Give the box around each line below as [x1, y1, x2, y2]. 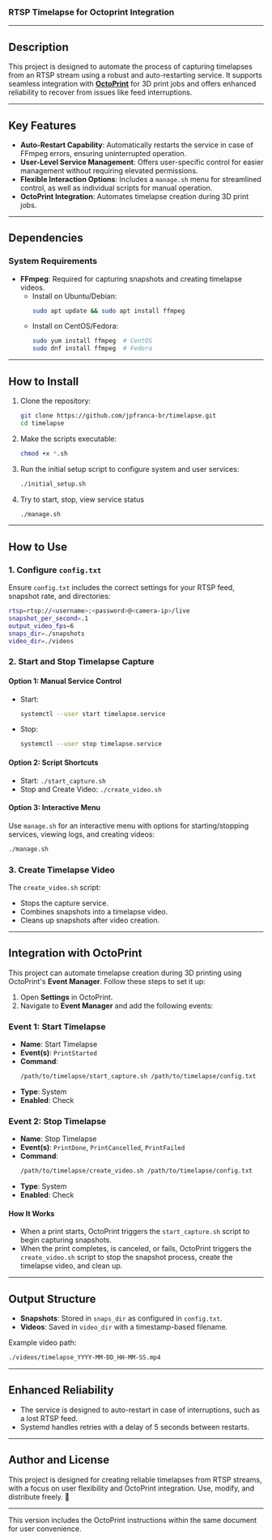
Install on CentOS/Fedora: [32, 321, 119, 331]
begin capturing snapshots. [19, 1235, 112, 1245]
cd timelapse [19, 419, 65, 427]
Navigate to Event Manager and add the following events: [19, 1000, 214, 1010]
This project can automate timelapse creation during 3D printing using [8, 968, 242, 978]
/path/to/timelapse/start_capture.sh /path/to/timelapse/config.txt [19, 1072, 257, 1080]
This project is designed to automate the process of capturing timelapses [8, 62, 253, 71]
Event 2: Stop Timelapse [8, 1115, 107, 1126]
